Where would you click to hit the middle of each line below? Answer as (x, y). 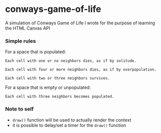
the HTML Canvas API (28, 28)
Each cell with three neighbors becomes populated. (60, 97)
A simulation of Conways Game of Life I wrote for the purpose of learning (80, 23)
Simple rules (21, 41)
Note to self (19, 109)
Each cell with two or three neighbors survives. (58, 78)
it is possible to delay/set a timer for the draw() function (69, 125)
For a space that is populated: (36, 52)
